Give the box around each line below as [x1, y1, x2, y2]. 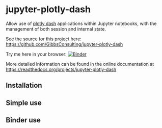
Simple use [6, 98, 42, 107]
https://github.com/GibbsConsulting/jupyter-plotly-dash [6, 41, 123, 47]
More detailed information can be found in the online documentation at [6, 61, 154, 67]
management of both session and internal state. [6, 25, 106, 32]
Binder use [6, 116, 41, 124]
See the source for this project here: [6, 36, 82, 42]
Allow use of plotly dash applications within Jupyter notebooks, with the [6, 20, 157, 27]
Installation [6, 81, 42, 90]
